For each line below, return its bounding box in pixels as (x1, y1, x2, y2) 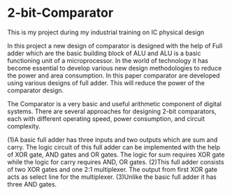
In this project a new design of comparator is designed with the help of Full (7, 41, 223, 50)
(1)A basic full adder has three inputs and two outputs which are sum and (7, 135, 218, 144)
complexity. (7, 122, 41, 130)
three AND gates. (7, 180, 57, 188)
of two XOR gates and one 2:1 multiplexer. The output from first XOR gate (7, 165, 218, 173)
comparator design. (7, 86, 64, 94)
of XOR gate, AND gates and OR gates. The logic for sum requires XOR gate (7, 150, 225, 159)
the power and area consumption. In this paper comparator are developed (7, 71, 220, 80)
